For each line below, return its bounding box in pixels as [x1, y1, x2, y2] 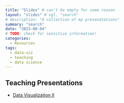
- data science [10, 60, 42, 65]
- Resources [10, 41, 36, 46]
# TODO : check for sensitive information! [5, 31, 97, 36]
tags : [5, 45, 17, 50]
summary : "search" [5, 21, 44, 27]
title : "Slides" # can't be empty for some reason [5, 7, 115, 13]
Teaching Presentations [5, 79, 83, 87]
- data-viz [10, 50, 33, 55]
